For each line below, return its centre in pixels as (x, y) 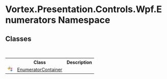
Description (79, 62)
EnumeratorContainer (40, 69)
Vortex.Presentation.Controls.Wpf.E (84, 9)
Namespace (84, 20)
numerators (31, 20)
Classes (18, 39)
